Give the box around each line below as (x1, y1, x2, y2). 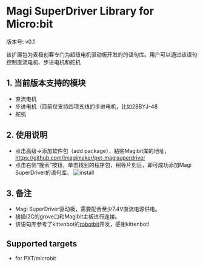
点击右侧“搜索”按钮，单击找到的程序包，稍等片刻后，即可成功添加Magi (15, 161, 192, 168)
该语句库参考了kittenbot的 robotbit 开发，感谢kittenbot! (15, 220, 150, 228)
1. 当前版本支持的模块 (6, 78, 86, 89)
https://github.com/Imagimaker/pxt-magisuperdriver (15, 154, 145, 161)
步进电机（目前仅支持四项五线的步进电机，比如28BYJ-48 (15, 103, 158, 110)
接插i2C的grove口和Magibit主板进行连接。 (15, 213, 121, 220)
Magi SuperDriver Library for (6, 4, 155, 18)
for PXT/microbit (15, 255, 56, 262)
